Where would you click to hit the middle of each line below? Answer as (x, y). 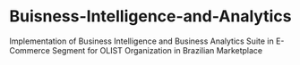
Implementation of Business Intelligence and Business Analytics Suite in (142, 41)
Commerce (30, 50)
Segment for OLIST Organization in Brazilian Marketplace (158, 50)
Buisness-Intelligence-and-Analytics (150, 16)
